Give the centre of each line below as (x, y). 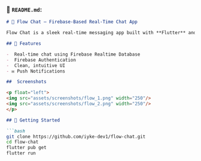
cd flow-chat (22, 142)
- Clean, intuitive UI (36, 65)
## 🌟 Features (24, 44)
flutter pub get (26, 148)
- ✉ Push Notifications (36, 71)
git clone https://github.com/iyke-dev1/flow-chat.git (76, 136)
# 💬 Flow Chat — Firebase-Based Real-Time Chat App (72, 22)
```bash (16, 131)
